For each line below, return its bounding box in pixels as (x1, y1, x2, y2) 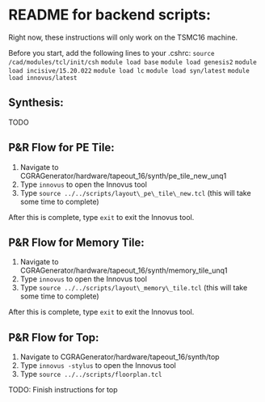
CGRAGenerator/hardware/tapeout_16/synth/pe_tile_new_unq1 (19, 171, 227, 180)
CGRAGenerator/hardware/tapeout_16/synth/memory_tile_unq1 (19, 265, 228, 276)
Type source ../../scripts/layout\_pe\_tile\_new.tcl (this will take (19, 188, 252, 197)
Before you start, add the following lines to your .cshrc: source (8, 48, 215, 57)
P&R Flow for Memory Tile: (8, 235, 145, 249)
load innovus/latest (8, 74, 78, 82)
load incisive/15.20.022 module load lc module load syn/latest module (8, 66, 250, 74)
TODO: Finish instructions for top (8, 385, 118, 395)
